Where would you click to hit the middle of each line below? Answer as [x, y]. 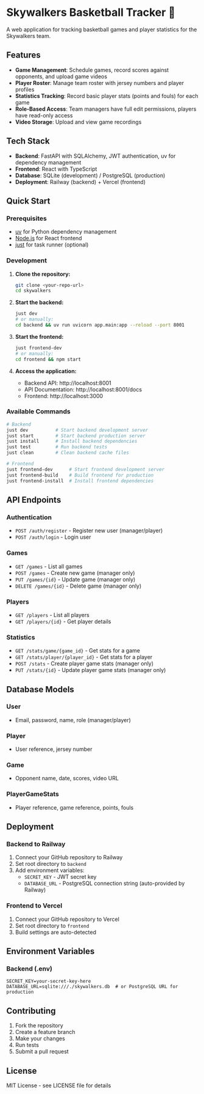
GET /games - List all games [49, 566]
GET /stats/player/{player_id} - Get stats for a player [84, 657]
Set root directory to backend [51, 864]
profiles [25, 89]
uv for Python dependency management [66, 232]
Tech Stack [28, 141]
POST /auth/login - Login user [53, 537]
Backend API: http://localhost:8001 [68, 383]
